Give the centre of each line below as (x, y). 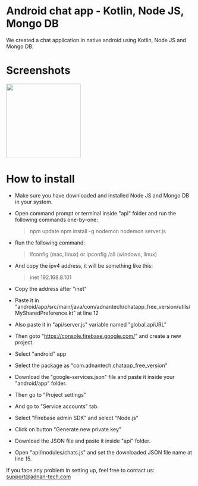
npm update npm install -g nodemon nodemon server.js (98, 231)
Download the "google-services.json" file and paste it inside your (95, 377)
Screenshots (38, 70)
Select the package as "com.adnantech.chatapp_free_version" (91, 365)
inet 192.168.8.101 (51, 277)
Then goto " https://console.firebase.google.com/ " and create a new (98, 336)
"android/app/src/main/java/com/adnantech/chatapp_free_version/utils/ (103, 306)
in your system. (34, 202)
